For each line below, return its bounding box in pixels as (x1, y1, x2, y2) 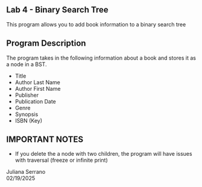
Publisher (14, 91, 39, 99)
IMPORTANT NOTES (6, 135, 83, 145)
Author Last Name (14, 78, 60, 86)
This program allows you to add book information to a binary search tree (6, 20, 186, 28)
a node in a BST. (6, 60, 47, 68)
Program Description (6, 38, 86, 49)
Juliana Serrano (6, 168, 46, 176)
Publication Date (14, 97, 56, 105)
